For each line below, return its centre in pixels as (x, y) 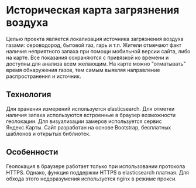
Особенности (32, 152)
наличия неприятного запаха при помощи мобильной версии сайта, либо (98, 51)
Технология (29, 95)
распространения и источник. (44, 76)
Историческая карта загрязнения (93, 10)
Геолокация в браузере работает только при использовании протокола (96, 166)
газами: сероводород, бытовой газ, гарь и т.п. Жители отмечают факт (94, 45)
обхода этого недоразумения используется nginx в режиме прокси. (92, 179)
